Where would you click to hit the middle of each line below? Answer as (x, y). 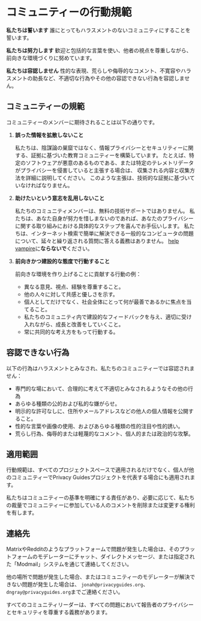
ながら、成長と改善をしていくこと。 (79, 324)
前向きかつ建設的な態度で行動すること (62, 261)
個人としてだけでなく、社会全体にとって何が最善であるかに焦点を (105, 302)
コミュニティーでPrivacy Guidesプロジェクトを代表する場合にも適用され (100, 477)
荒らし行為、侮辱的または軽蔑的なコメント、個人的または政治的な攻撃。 (104, 433)
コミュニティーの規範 (46, 107)
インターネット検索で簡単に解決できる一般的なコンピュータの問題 (112, 233)
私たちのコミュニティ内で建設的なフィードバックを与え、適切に (103, 317)
